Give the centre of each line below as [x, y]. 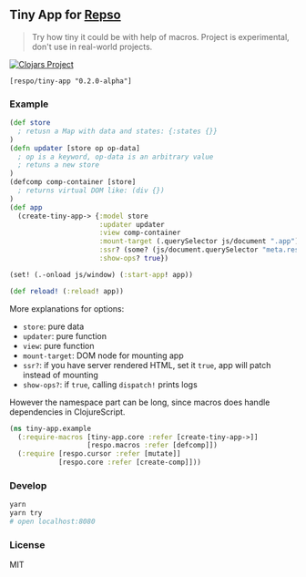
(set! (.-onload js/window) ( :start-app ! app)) [102, 274]
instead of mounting [60, 375]
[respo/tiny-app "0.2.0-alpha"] [71, 81]
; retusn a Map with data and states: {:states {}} [118, 131]
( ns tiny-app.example [51, 428]
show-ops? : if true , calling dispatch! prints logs [110, 384]
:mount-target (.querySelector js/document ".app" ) [199, 242]
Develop [28, 486]
